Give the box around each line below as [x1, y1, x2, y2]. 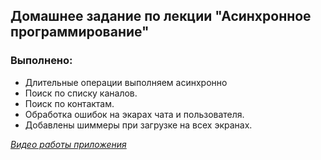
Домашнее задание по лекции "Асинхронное [10, 8, 312, 25]
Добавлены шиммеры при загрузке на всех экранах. [24, 119, 253, 131]
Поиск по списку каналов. [24, 87, 138, 99]
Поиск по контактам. [24, 97, 115, 109]
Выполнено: [10, 54, 73, 68]
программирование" [10, 24, 150, 41]
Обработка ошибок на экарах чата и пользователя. [24, 108, 245, 120]
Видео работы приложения [10, 138, 127, 150]
